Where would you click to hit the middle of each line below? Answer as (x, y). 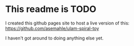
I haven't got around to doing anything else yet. (54, 38)
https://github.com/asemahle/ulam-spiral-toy (52, 28)
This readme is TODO (51, 9)
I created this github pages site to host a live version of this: (68, 23)
